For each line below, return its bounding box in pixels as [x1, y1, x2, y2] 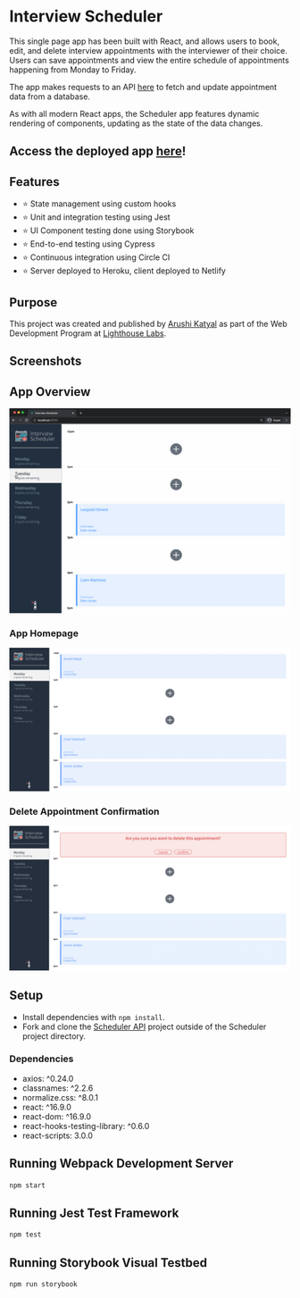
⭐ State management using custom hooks [21, 198, 177, 209]
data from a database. [9, 91, 91, 102]
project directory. [21, 1030, 87, 1042]
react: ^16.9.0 [21, 1101, 71, 1112]
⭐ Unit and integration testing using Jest [21, 212, 171, 222]
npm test [9, 1230, 42, 1239]
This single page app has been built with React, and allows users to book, [9, 36, 279, 46]
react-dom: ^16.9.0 [21, 1110, 92, 1122]
